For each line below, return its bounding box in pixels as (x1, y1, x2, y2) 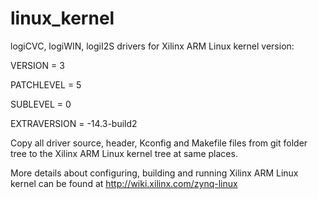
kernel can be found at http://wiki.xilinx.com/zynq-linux (10, 177, 238, 189)
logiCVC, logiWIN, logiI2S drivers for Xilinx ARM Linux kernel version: (10, 40, 295, 52)
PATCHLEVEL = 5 (10, 78, 82, 91)
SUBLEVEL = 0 (10, 98, 72, 110)
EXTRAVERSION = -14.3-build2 (10, 117, 138, 129)
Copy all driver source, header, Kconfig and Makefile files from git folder (10, 137, 308, 149)
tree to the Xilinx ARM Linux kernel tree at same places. (10, 147, 238, 159)
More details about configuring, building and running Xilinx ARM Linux (10, 167, 299, 179)
